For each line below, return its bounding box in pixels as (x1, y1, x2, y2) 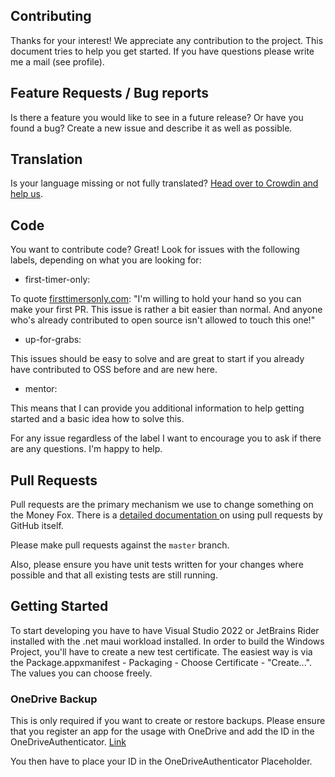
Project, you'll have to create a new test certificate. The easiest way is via (10, 645, 313, 658)
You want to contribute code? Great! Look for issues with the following (10, 244, 300, 256)
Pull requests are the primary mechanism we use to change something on (10, 499, 314, 511)
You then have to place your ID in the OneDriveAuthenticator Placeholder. (10, 755, 313, 768)
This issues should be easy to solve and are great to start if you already (10, 353, 305, 365)
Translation (10, 151, 83, 168)
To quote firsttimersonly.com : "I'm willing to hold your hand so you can (10, 293, 302, 305)
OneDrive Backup (10, 692, 98, 706)
